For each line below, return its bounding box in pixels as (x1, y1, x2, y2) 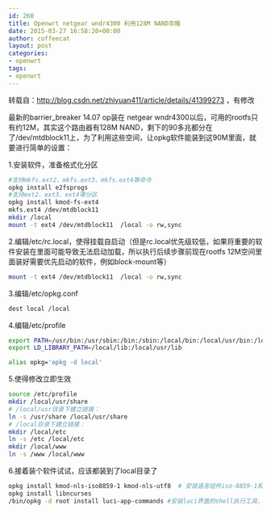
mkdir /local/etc (8, 427, 67, 436)
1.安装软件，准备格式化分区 (8, 159, 98, 170)
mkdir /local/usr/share (8, 397, 89, 406)
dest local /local (8, 305, 70, 313)
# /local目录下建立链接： (8, 420, 86, 428)
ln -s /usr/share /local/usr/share (8, 413, 128, 421)
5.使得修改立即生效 (8, 374, 71, 384)
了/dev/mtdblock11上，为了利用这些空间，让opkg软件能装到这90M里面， (8, 132, 250, 142)
